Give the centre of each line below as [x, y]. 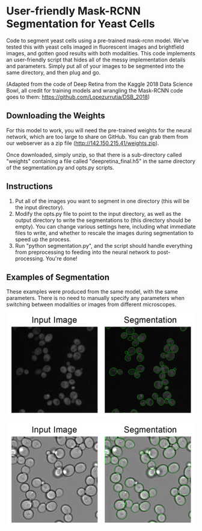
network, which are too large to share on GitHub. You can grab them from [97, 137]
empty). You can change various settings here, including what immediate [106, 226]
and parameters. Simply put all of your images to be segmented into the [95, 66]
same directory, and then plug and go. [54, 72]
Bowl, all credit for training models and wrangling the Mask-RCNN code [95, 90]
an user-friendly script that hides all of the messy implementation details [96, 60]
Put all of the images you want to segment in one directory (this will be [102, 201]
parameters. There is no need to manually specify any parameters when [96, 298]
